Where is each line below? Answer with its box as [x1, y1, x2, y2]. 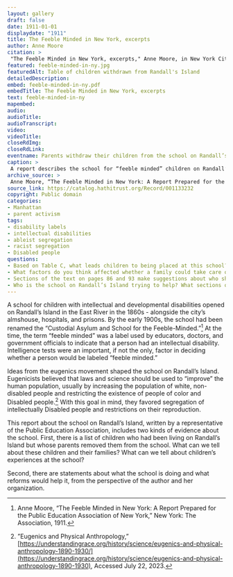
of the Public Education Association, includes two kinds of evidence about [7, 425, 219, 434]
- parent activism [7, 211, 60, 218]
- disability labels [7, 223, 67, 230]
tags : [7, 217, 23, 224]
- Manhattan [7, 204, 42, 211]
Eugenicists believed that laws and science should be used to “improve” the [7, 375, 224, 383]
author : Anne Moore [7, 42, 64, 49]
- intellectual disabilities [7, 230, 92, 237]
